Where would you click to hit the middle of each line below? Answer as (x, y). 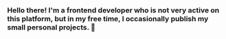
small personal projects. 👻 (52, 27)
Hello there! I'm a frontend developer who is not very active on (113, 10)
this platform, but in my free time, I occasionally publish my (108, 18)
